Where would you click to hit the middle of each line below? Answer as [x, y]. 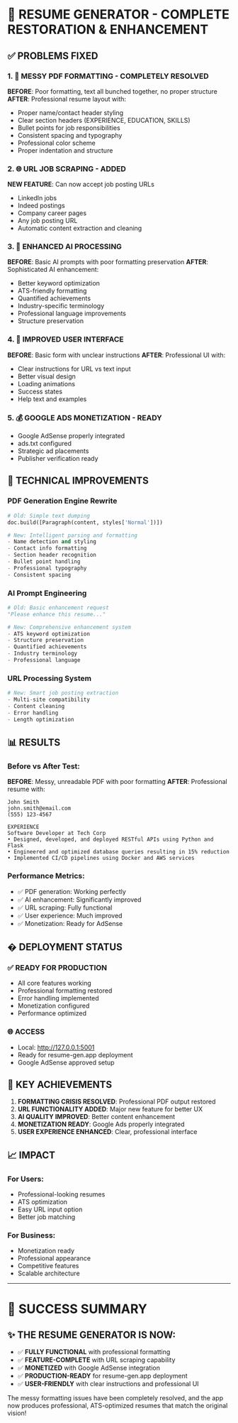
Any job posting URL [47, 221]
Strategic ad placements [53, 451]
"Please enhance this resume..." [57, 614]
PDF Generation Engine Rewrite [62, 501]
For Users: [25, 1179]
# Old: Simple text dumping [49, 516]
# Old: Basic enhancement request [58, 607]
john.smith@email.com [39, 809]
